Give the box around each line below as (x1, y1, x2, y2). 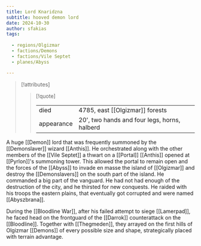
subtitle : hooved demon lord (6, 14, 79, 20)
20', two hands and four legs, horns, (78, 115, 181, 124)
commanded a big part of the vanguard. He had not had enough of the (6, 176, 180, 184)
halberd (78, 123, 100, 131)
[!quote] (35, 92, 56, 100)
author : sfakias (6, 25, 47, 32)
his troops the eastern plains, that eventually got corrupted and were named (6, 190, 194, 197)
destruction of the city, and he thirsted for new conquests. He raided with (6, 183, 187, 190)
